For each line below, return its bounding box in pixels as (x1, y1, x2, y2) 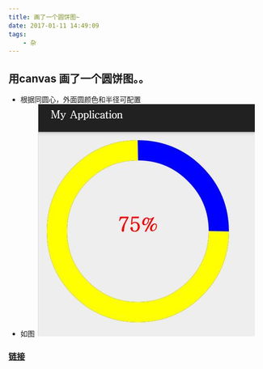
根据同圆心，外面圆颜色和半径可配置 (19, 95, 142, 104)
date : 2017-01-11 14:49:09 (8, 21, 100, 30)
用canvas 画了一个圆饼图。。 (8, 71, 150, 85)
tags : (8, 30, 27, 38)
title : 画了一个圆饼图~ (8, 13, 80, 21)
